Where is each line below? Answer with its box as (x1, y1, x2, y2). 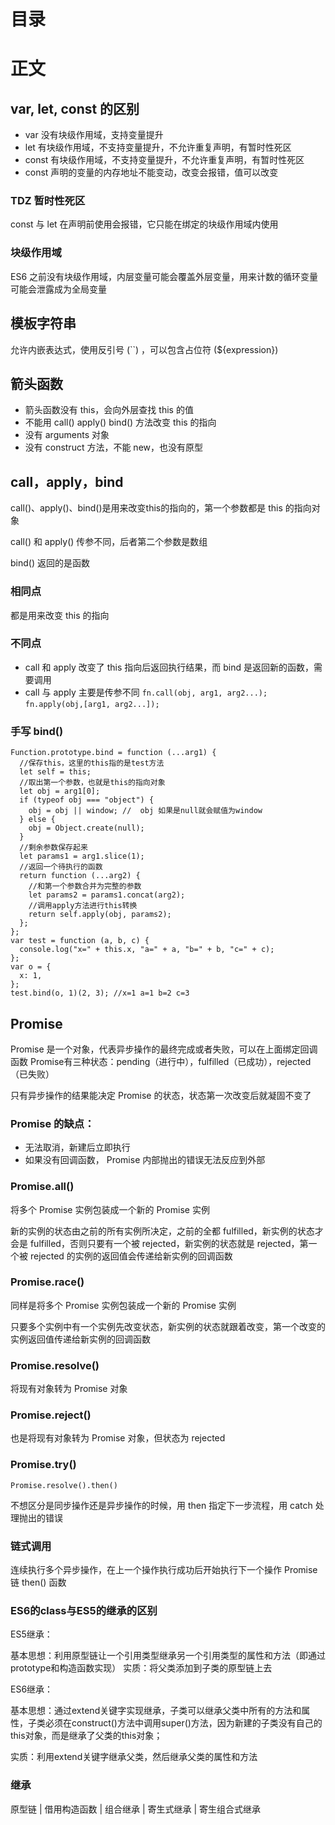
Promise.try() (10, 1458, 77, 1472)
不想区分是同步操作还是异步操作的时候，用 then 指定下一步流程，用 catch (10, 1499, 313, 1511)
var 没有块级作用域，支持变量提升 (24, 129, 164, 141)
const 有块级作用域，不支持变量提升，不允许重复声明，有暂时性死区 (24, 154, 305, 166)
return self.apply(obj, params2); (28, 910, 172, 920)
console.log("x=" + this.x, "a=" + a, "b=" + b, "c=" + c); (19, 945, 275, 955)
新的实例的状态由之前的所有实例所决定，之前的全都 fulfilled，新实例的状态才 (10, 1225, 324, 1237)
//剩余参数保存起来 (19, 843, 88, 853)
